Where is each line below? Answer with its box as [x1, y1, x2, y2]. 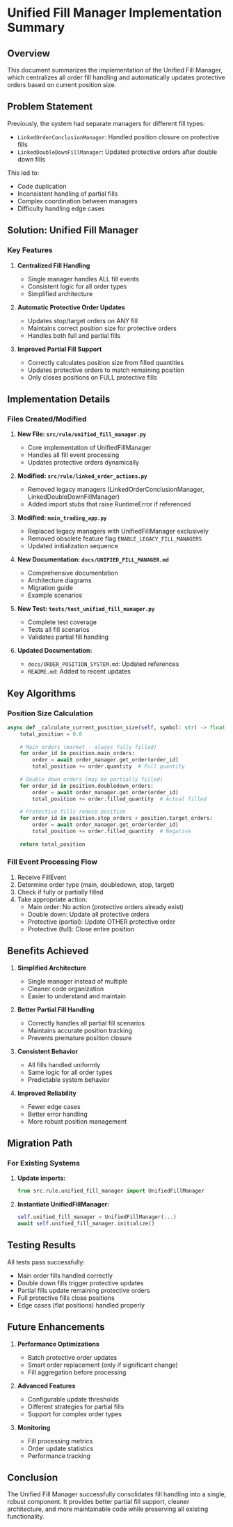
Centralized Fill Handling [17, 261, 90, 270]
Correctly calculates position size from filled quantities [27, 358, 184, 366]
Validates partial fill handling [27, 633, 109, 642]
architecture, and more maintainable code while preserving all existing [7, 1505, 209, 1513]
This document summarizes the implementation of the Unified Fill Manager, [7, 66, 223, 74]
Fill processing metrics [27, 1436, 93, 1445]
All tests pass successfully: [7, 1257, 86, 1266]
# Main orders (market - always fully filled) [19, 743, 157, 750]
